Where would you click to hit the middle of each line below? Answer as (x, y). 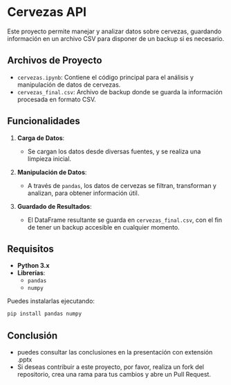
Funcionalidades (44, 121)
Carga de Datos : (41, 138)
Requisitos (30, 249)
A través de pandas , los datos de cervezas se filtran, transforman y (122, 185)
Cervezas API (47, 12)
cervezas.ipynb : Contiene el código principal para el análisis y (105, 77)
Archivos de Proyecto (55, 61)
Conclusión (33, 335)
